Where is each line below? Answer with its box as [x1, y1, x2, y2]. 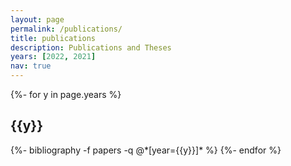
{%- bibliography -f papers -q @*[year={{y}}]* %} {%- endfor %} [10, 144, 282, 156]
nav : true [10, 61, 52, 71]
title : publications [10, 33, 97, 43]
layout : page [10, 14, 65, 25]
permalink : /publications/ [10, 24, 123, 34]
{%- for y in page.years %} [10, 89, 122, 100]
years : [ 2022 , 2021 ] [10, 52, 97, 62]
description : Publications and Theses [10, 42, 172, 53]
